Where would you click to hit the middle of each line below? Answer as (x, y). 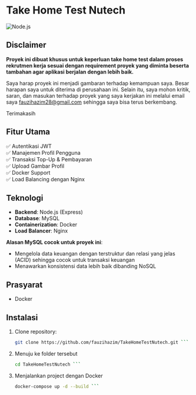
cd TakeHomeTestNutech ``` (48, 364)
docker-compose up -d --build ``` (57, 386)
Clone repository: (36, 331)
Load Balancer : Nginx (41, 231)
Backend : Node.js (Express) (49, 212)
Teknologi (25, 198)
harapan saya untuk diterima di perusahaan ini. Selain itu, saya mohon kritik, (98, 89)
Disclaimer (26, 45)
